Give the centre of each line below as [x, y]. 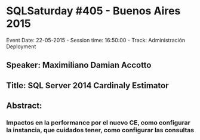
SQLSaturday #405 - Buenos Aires [93, 11]
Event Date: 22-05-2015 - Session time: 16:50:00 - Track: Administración [96, 40]
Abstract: [24, 106]
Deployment [21, 46]
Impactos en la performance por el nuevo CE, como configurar [99, 123]
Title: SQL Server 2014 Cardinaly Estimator [87, 85]
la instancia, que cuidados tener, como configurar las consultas [100, 130]
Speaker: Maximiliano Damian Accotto [79, 65]
